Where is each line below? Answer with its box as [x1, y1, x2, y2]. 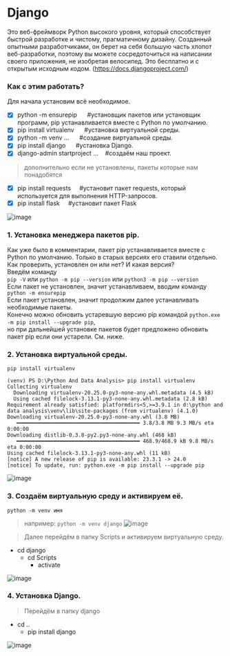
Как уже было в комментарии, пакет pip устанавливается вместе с [7, 245, 205, 253]
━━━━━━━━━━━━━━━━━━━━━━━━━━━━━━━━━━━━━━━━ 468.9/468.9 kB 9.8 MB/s [16, 438, 214, 445]
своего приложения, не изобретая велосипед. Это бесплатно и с [7, 57, 200, 65]
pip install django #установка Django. [17, 142, 134, 150]
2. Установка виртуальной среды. [7, 349, 128, 359]
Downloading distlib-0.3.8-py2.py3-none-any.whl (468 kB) [7, 432, 177, 439]
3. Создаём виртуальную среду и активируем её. [7, 492, 184, 501]
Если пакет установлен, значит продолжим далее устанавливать [7, 296, 200, 304]
